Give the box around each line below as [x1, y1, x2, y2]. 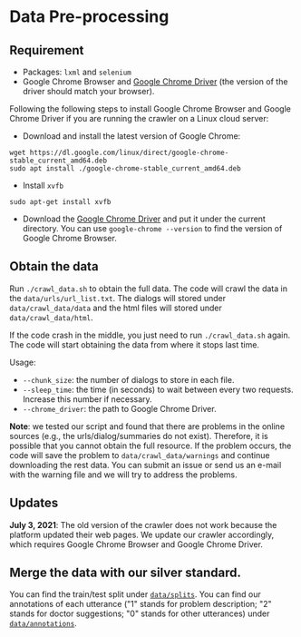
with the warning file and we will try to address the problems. [9, 469, 238, 480]
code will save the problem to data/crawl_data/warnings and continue [9, 449, 270, 460]
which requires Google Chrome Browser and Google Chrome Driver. [9, 538, 263, 550]
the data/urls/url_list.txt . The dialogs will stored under [9, 292, 227, 303]
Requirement [9, 43, 84, 58]
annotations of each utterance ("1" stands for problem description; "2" [9, 599, 272, 610]
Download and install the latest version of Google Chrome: [22, 131, 241, 142]
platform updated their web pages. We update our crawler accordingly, [9, 529, 275, 540]
